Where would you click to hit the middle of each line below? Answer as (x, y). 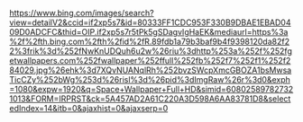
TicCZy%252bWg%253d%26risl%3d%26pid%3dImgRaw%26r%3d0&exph (150, 79)
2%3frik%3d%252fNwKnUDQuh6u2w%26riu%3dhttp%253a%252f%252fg (151, 51)
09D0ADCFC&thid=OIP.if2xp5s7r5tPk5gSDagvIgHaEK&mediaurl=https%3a (149, 32)
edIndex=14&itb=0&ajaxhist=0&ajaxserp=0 (89, 108)
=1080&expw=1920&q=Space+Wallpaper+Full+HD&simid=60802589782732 (151, 89)
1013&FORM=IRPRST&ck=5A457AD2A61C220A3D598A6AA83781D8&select (150, 99)
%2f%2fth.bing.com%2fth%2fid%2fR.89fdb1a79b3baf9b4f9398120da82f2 (150, 41)
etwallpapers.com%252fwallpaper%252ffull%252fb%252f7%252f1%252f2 (150, 61)
